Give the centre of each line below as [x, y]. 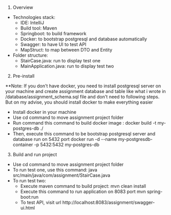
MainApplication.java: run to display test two [67, 66]
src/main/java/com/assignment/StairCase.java [61, 175]
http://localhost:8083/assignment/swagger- [109, 202]
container [23, 145]
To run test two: [29, 181]
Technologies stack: [34, 17]
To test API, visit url [41, 202]
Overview [23, 7]
